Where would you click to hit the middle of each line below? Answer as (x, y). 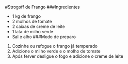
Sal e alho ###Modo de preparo (44, 37)
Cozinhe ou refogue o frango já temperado (55, 46)
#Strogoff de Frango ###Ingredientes (42, 7)
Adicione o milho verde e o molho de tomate (56, 51)
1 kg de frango (26, 16)
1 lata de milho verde (32, 32)
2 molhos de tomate (32, 21)
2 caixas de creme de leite (38, 26)
